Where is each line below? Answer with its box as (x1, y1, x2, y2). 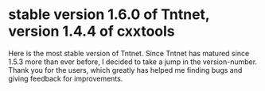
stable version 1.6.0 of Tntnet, (8, 6, 210, 24)
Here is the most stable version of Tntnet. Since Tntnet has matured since (8, 48, 250, 58)
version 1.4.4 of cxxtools (8, 22, 175, 40)
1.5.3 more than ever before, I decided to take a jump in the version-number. (8, 57, 257, 66)
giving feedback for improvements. (8, 74, 123, 83)
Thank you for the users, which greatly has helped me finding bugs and (8, 65, 243, 74)
